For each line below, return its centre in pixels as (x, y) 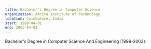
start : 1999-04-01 (23, 23)
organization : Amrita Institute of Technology (53, 14)
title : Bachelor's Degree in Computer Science (53, 9)
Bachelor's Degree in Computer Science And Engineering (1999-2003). (76, 41)
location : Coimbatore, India (34, 18)
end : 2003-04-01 (21, 28)
